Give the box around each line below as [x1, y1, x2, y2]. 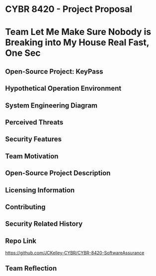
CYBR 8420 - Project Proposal [5, 3, 133, 15]
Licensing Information [5, 186, 75, 194]
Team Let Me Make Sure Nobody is [5, 26, 152, 38]
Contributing [5, 203, 46, 211]
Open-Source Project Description [5, 169, 111, 177]
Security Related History [5, 220, 83, 228]
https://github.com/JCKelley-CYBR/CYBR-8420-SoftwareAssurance [5, 250, 145, 256]
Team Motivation [5, 152, 59, 160]
